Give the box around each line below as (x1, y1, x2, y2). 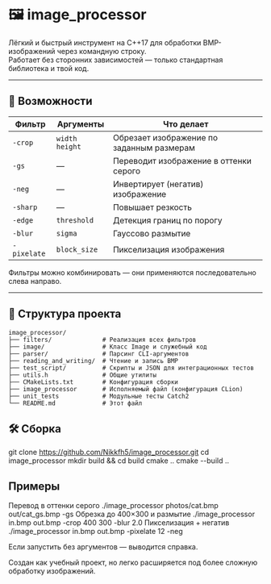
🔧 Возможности (8, 94, 93, 108)
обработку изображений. (8, 566, 96, 576)
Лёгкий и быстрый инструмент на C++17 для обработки (8, 37, 202, 48)
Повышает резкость (112, 202, 192, 213)
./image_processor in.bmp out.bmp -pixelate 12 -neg (8, 527, 183, 536)
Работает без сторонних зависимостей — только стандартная (8, 55, 223, 65)
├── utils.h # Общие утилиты (8, 371, 157, 379)
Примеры (8, 479, 60, 493)
